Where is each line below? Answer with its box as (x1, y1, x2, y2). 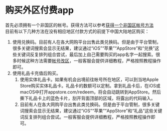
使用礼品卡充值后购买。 (12, 70, 61, 76)
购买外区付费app (5, 4, 74, 16)
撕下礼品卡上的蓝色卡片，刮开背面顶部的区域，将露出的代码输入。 (19, 95, 156, 101)
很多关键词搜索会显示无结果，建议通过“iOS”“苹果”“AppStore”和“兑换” (12, 45, 155, 51)
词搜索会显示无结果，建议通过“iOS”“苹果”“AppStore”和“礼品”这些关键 (19, 107, 163, 113)
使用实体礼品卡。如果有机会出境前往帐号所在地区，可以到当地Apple (19, 76, 159, 82)
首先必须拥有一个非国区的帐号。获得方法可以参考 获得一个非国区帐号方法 (5, 22, 154, 28)
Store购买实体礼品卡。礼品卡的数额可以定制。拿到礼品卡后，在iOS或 (19, 82, 161, 88)
